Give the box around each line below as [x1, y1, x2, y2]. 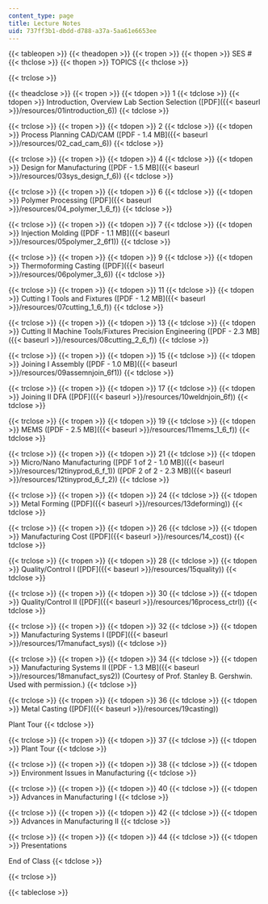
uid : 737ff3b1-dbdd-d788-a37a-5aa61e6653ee [8, 27, 157, 35]
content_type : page [8, 11, 74, 20]
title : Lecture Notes [8, 19, 82, 27]
